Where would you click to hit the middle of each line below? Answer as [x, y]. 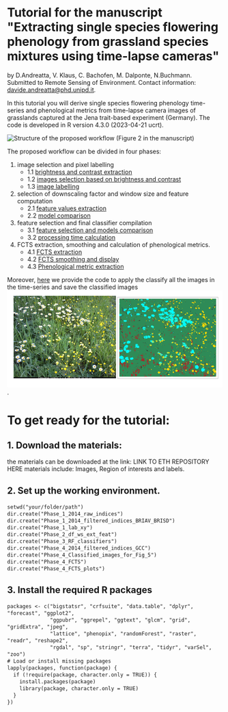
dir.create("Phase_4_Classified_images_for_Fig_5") [82, 555]
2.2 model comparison [59, 215]
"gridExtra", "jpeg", [38, 627]
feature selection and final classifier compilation [84, 222]
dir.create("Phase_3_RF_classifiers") [62, 542]
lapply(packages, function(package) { [62, 668]
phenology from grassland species [108, 42]
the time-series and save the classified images [73, 287]
